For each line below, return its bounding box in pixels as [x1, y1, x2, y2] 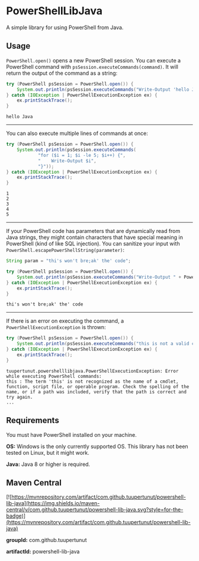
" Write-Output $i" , [37, 157, 97, 164]
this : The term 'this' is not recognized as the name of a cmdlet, [6, 379, 179, 384]
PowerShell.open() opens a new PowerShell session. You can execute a [6, 56, 181, 64]
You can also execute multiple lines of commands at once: [6, 130, 148, 137]
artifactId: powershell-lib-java [6, 548, 80, 555]
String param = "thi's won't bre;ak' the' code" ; [6, 258, 131, 264]
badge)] [6, 512, 25, 519]
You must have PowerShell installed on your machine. [6, 431, 137, 438]
